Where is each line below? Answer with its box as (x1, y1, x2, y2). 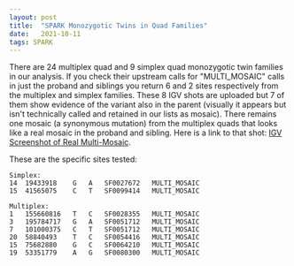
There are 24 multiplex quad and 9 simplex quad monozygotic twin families (9, 62, 283, 72)
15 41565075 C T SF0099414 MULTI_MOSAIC (9, 186, 200, 195)
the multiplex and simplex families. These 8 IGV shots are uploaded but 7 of (9, 90, 285, 101)
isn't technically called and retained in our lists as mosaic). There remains (9, 109, 277, 119)
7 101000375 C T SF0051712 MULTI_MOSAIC (9, 225, 200, 234)
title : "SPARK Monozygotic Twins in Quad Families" (9, 21, 208, 30)
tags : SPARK (9, 37, 53, 47)
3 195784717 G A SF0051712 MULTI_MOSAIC (9, 217, 200, 226)
